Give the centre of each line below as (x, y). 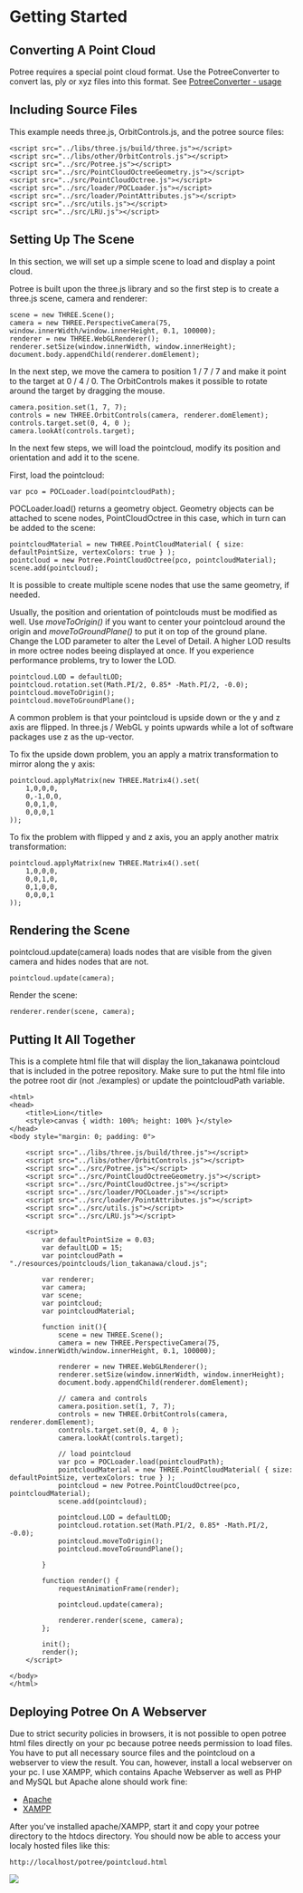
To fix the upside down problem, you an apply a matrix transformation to (144, 754)
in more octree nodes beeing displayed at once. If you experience (132, 651)
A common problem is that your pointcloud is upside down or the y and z (145, 717)
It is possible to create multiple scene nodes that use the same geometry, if (149, 584)
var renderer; (68, 1280)
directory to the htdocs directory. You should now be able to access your (145, 1836)
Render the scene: (44, 995)
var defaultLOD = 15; (83, 1248)
